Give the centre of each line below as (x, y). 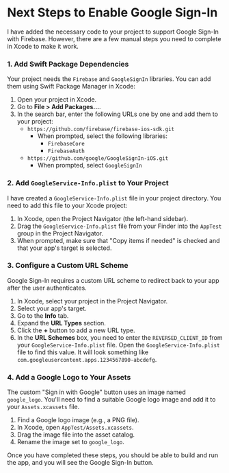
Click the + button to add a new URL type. (76, 330)
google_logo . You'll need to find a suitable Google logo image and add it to (111, 400)
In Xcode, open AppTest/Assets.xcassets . (76, 428)
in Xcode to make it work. (43, 46)
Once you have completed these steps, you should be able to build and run (113, 455)
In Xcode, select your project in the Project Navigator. (92, 301)
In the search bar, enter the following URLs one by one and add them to (118, 114)
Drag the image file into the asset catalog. (76, 435)
